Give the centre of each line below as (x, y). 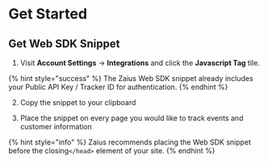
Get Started (48, 14)
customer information (56, 126)
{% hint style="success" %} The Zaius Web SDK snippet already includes (131, 78)
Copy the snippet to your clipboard (78, 102)
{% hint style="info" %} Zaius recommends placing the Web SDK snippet (130, 142)
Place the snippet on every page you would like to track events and (132, 118)
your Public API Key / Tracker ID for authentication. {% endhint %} (118, 87)
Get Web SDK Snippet (64, 44)
